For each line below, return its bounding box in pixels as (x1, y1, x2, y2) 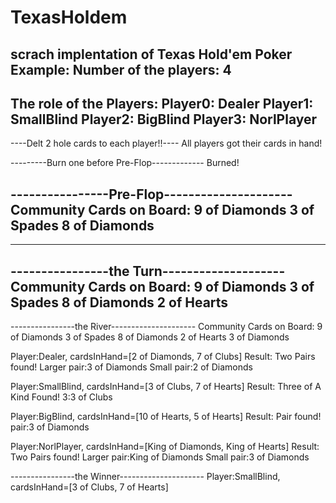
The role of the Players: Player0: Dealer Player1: (10, 95, 314, 112)
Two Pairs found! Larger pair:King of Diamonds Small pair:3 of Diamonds (10, 451, 310, 463)
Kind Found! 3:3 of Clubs (10, 391, 113, 403)
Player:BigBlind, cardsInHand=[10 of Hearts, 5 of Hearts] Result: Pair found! (10, 411, 322, 423)
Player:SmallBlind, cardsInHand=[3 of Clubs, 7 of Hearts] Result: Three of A (10, 381, 322, 393)
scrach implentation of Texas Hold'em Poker (10, 46, 293, 63)
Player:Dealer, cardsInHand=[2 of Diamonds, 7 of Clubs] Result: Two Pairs (10, 351, 316, 363)
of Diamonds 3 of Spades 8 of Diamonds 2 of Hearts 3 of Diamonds (10, 331, 290, 343)
